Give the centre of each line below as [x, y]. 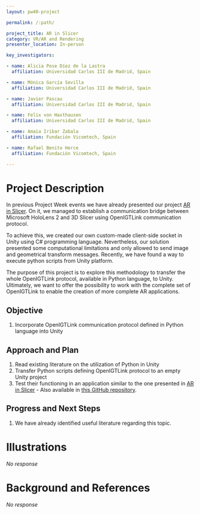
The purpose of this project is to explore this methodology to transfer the [96, 272]
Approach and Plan [42, 350]
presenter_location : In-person [45, 45]
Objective [25, 310]
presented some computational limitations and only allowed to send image [98, 248]
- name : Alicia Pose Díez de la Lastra [56, 66]
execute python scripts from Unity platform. [60, 261]
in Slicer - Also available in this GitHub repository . [76, 390]
